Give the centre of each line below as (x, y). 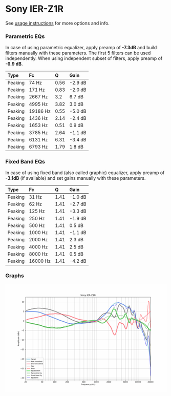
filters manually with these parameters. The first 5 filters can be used (78, 53)
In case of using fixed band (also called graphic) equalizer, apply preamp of (85, 173)
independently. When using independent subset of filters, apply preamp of (84, 58)
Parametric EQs (25, 36)
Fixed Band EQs (25, 161)
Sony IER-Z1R (35, 9)
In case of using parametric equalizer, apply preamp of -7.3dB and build (81, 48)
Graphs (15, 276)
